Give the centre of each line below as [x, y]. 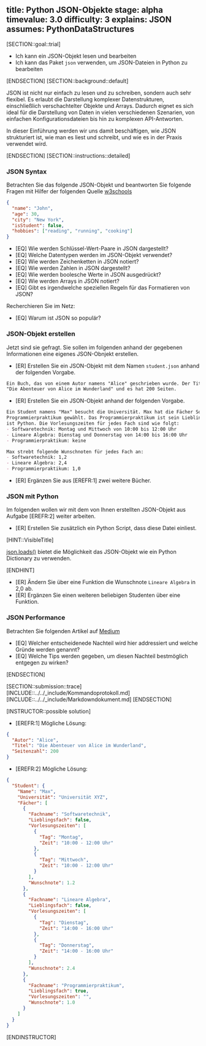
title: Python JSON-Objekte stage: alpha [85, 10]
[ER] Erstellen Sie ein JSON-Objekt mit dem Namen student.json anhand [107, 366]
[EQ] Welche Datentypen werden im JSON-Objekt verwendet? [94, 255]
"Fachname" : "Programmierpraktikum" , [76, 985]
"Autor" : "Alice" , [36, 740]
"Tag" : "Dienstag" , [64, 923]
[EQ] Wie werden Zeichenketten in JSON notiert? [77, 262]
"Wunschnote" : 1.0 [52, 1002]
